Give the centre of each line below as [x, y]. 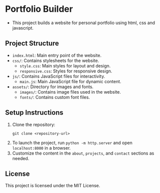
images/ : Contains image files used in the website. [70, 92]
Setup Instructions [34, 113]
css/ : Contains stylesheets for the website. [56, 61]
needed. [21, 158]
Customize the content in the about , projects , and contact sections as [83, 153]
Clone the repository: [34, 125]
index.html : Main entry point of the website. [57, 55]
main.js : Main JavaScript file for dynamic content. [70, 81]
